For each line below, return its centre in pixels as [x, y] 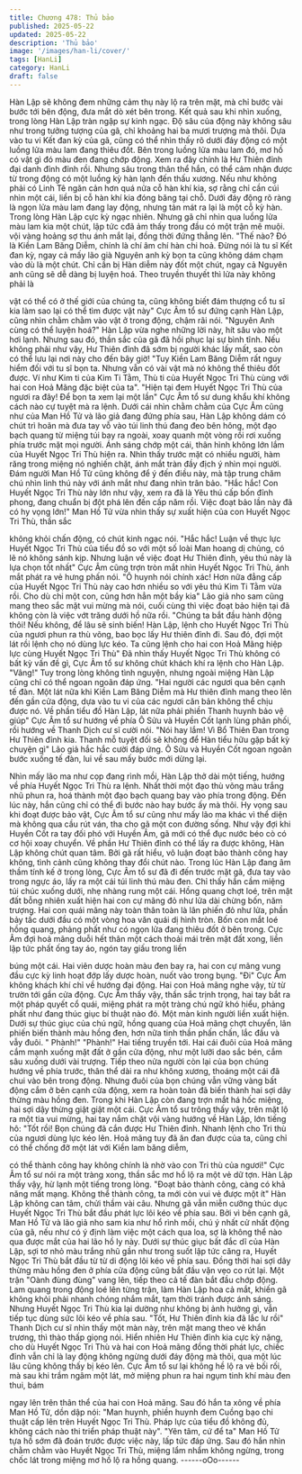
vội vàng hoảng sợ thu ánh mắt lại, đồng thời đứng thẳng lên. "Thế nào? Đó [148, 236]
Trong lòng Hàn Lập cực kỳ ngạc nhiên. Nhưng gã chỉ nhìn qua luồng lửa [143, 216]
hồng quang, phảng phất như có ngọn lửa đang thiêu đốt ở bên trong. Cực [146, 929]
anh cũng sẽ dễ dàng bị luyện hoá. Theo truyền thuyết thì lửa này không [142, 274]
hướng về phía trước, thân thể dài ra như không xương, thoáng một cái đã [145, 1071]
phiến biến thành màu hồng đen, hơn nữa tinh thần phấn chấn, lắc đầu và [145, 1033]
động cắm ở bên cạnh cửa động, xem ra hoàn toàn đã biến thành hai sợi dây [151, 1090]
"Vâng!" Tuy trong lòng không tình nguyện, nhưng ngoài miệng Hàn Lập [142, 673]
